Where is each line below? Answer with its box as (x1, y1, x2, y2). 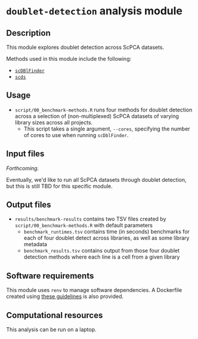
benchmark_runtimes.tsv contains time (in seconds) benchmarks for (23, 228, 190, 235)
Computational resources (6, 310, 103, 320)
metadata (23, 241, 48, 248)
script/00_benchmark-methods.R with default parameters (14, 222, 153, 229)
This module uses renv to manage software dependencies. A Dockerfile (6, 287, 182, 294)
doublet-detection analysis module (6, 4, 183, 18)
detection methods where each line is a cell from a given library (23, 253, 180, 260)
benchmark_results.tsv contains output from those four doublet (23, 247, 180, 254)
